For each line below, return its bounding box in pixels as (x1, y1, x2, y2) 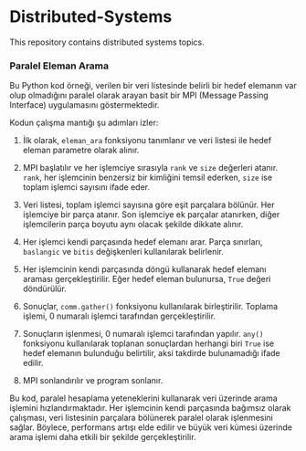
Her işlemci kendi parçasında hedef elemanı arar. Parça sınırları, (22, 236, 263, 247)
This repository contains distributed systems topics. (9, 37, 206, 47)
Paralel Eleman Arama (9, 59, 110, 72)
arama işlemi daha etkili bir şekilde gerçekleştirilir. (9, 432, 196, 443)
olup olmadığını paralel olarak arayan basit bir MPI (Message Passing (9, 89, 269, 101)
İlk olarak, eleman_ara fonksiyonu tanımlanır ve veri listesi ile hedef (22, 135, 272, 146)
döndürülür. (22, 283, 67, 294)
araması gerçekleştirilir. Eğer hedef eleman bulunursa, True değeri (22, 274, 271, 285)
